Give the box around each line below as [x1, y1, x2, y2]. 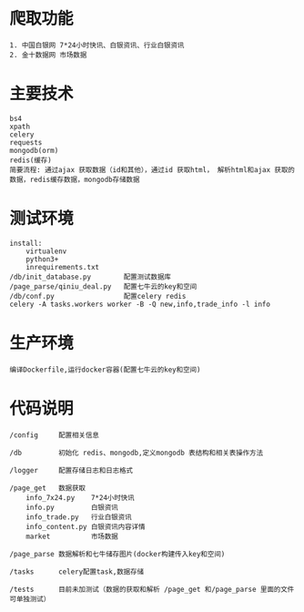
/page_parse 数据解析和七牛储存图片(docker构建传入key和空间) [9, 549, 226, 558]
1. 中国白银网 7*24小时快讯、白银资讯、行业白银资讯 [9, 40, 185, 50]
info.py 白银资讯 [25, 503, 118, 512]
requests [9, 138, 43, 147]
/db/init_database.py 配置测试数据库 [9, 272, 171, 281]
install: [9, 239, 43, 248]
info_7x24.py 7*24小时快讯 [25, 493, 135, 502]
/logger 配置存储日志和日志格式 [9, 465, 134, 474]
